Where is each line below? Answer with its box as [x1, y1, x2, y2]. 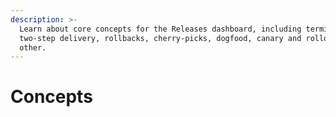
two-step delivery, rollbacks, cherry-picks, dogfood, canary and [19, 33, 302, 43]
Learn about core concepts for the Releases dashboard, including [19, 24, 302, 34]
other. [19, 42, 47, 53]
